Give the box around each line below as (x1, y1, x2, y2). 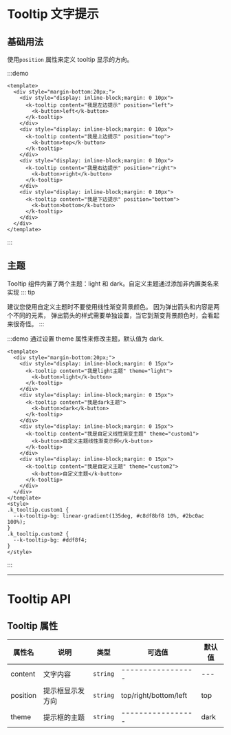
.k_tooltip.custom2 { (7, 531, 69, 537)
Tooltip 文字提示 (7, 6, 99, 22)
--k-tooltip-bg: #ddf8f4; (13, 536, 88, 544)
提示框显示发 (43, 685, 85, 695)
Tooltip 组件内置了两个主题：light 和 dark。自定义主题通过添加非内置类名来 (7, 279, 219, 288)
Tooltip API (7, 591, 71, 606)
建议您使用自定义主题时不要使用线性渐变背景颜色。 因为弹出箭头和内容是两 (7, 302, 220, 310)
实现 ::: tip (7, 288, 36, 296)
